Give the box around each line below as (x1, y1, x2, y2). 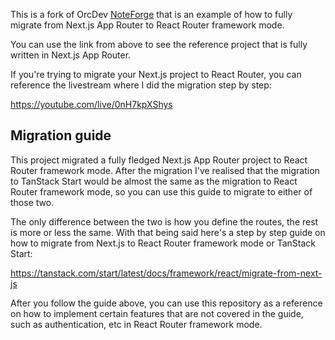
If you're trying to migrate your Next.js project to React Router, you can (10, 69, 302, 80)
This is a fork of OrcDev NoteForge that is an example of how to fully (10, 9, 293, 20)
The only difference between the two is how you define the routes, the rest (10, 215, 319, 228)
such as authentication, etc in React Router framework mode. (10, 318, 263, 330)
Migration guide (10, 127, 112, 144)
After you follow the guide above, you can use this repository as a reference (10, 297, 323, 309)
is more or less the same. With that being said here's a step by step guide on (10, 226, 326, 238)
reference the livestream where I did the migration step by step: (10, 79, 272, 91)
